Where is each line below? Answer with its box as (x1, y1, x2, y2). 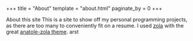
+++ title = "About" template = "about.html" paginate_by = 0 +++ (6, 5, 162, 12)
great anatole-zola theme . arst (6, 28, 79, 35)
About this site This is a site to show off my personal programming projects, (6, 16, 188, 23)
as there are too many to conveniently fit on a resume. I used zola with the (6, 23, 184, 29)
